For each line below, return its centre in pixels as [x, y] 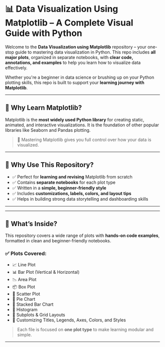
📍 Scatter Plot [26, 294]
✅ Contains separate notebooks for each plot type [64, 182]
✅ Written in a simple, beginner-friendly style [59, 188]
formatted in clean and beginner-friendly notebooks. [58, 241]
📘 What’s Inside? [31, 224]
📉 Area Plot [24, 279]
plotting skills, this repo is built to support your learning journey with [75, 82]
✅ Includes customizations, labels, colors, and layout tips [72, 193]
